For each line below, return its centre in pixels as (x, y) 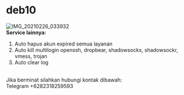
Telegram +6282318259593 (40, 86)
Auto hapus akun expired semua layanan (63, 44)
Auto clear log (31, 62)
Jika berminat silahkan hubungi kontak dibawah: (64, 80)
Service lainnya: (26, 32)
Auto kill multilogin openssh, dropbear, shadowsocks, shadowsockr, (96, 50)
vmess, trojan (31, 56)
